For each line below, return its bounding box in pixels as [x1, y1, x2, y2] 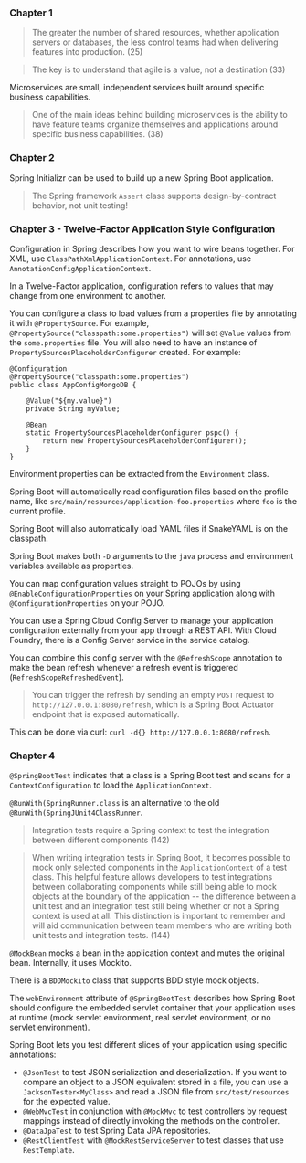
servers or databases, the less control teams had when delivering [31, 37, 279, 48]
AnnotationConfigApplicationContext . [9, 262, 152, 273]
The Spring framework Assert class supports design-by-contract [31, 190, 277, 201]
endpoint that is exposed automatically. [31, 708, 180, 719]
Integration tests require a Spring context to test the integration [31, 825, 269, 836]
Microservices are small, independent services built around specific [9, 82, 265, 93]
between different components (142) [31, 834, 171, 846]
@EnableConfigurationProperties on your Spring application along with [9, 587, 276, 598]
